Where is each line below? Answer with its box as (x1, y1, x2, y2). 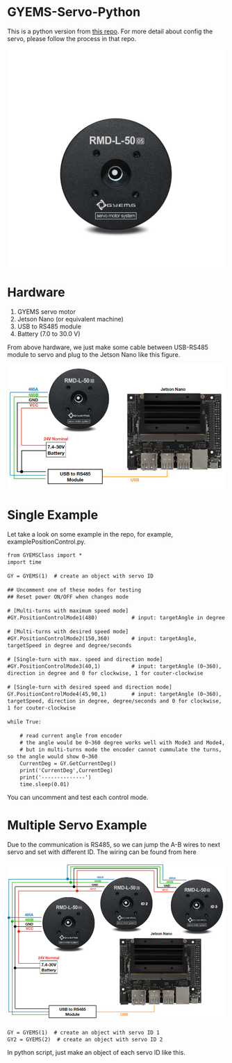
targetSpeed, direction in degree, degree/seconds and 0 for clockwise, (7, 697, 222, 705)
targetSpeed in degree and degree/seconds (7, 642, 132, 649)
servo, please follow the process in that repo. (7, 34, 137, 42)
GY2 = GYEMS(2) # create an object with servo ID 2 (7, 1036, 163, 1043)
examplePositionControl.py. (7, 537, 86, 546)
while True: (7, 718, 42, 726)
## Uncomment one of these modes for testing (7, 586, 141, 594)
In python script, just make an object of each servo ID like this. (7, 1048, 185, 1056)
